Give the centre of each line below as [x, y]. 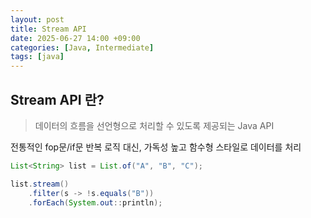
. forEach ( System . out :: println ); [95, 202]
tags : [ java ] [37, 57]
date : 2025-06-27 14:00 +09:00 [75, 38]
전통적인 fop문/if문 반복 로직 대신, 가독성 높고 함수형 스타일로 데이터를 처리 [156, 147]
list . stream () [40, 184]
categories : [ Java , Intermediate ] [82, 47]
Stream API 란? [57, 99]
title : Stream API [48, 29]
